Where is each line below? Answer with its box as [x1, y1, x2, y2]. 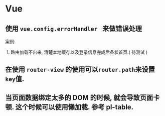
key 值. [5, 75, 25, 83]
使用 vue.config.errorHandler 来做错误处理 [5, 24, 142, 33]
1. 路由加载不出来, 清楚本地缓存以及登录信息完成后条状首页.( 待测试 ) [6, 49, 148, 55]
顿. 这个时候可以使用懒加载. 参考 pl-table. [5, 102, 134, 111]
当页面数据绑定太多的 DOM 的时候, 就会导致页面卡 [5, 93, 160, 102]
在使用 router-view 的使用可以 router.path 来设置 [5, 65, 155, 74]
